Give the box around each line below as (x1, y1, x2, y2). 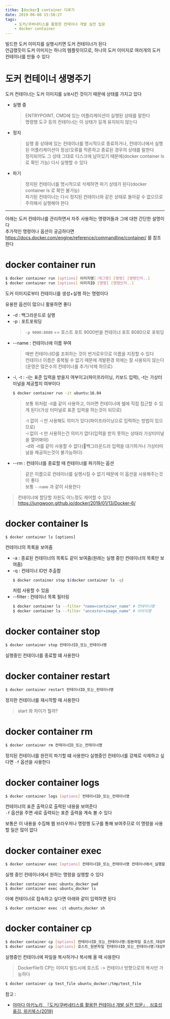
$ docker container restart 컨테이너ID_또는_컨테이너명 (5, 687, 114, 692)
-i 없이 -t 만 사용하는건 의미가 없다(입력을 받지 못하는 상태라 (25, 430, 143, 436)
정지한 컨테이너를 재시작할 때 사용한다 (5, 697, 80, 703)
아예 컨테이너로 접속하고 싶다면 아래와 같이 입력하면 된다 (5, 896, 116, 902)
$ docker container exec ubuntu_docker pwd (5, 881, 99, 887)
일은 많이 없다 (10, 827, 38, 833)
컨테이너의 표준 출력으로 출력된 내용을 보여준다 (5, 803, 98, 809)
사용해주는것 (138, 470, 163, 477)
